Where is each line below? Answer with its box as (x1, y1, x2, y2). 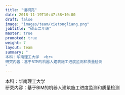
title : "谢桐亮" (5, 7, 37, 13)
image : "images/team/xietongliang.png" (5, 21, 90, 27)
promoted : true (5, 36, 37, 41)
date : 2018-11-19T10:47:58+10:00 (5, 12, 76, 17)
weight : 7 (5, 40, 26, 45)
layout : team (5, 45, 33, 50)
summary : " (5, 50, 28, 55)
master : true (5, 31, 33, 36)
